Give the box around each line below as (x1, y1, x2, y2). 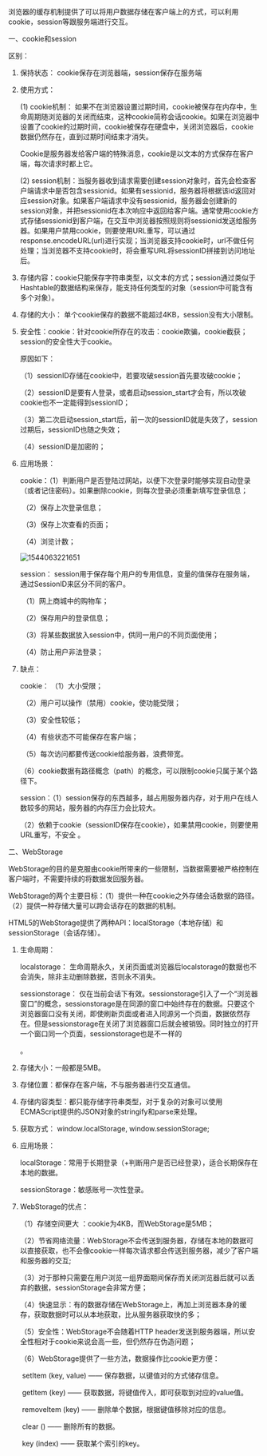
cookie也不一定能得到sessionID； (19, 398, 131, 407)
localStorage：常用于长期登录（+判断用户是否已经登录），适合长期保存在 (19, 1158, 258, 1167)
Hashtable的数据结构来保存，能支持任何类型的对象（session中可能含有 (19, 283, 253, 292)
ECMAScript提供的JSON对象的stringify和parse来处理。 (19, 1107, 202, 1116)
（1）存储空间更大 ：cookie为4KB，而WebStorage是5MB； (19, 1219, 214, 1228)
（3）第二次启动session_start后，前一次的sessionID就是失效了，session (19, 415, 257, 424)
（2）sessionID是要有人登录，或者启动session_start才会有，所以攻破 (19, 388, 247, 397)
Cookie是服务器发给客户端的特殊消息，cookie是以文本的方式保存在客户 (19, 149, 254, 158)
